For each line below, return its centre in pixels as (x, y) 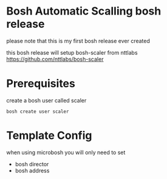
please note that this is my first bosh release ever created (78, 41)
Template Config (49, 136)
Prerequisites (41, 84)
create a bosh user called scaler (46, 100)
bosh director (32, 164)
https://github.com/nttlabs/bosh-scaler (55, 59)
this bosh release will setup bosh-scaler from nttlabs (72, 52)
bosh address (32, 171)
